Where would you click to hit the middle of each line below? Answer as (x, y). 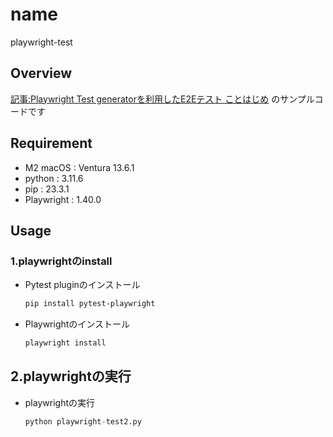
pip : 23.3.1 (47, 189)
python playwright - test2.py (83, 421)
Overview (41, 73)
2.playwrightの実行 (71, 376)
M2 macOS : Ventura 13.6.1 (79, 167)
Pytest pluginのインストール (82, 285)
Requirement (51, 143)
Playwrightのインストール (77, 324)
